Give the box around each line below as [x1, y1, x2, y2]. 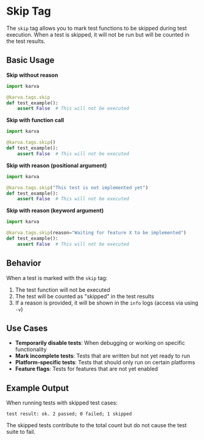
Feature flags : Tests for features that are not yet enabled [15, 365, 158, 373]
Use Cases [6, 323, 48, 333]
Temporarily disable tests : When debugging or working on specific [15, 339, 185, 347]
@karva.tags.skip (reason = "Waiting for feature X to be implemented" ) [6, 230, 187, 236]
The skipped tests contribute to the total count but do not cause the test [6, 422, 187, 429]
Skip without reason [6, 71, 58, 79]
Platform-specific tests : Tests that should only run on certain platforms [15, 359, 195, 366]
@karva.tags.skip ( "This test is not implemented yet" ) [6, 184, 149, 190]
